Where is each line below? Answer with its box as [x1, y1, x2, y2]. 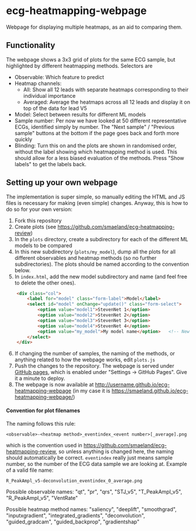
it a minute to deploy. [14, 375, 66, 382]
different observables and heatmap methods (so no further [14, 254, 157, 261]
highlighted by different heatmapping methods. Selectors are [6, 62, 153, 69]
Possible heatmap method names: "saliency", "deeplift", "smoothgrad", [6, 505, 177, 513]
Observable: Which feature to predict [14, 73, 104, 80]
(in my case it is [72, 388, 111, 395]
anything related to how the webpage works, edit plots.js [14, 356, 156, 364]
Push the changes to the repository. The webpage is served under [14, 362, 174, 369]
